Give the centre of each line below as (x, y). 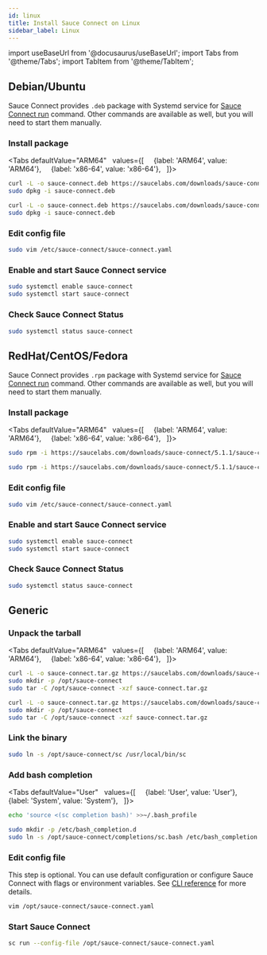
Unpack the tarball (45, 632)
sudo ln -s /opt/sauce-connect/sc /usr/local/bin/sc (97, 754)
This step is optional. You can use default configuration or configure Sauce (131, 875)
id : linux (25, 16)
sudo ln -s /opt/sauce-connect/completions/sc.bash (95, 837)
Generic (29, 611)
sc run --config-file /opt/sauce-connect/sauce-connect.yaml (112, 943)
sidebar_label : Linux (44, 30)
